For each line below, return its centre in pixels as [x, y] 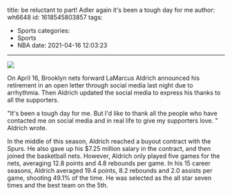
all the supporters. [33, 100]
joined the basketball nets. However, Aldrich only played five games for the [114, 156]
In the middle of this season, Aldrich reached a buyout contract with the [109, 141]
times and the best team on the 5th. [58, 185]
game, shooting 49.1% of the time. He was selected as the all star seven [109, 178]
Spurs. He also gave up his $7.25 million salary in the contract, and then [109, 148]
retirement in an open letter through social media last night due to [100, 85]
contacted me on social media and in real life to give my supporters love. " [113, 121]
